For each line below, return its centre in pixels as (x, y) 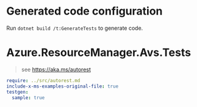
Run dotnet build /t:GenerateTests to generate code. (75, 28)
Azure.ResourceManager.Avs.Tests (99, 53)
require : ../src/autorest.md (43, 80)
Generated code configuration (84, 11)
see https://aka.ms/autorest (56, 69)
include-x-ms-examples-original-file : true (63, 86)
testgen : (17, 92)
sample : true (28, 98)
